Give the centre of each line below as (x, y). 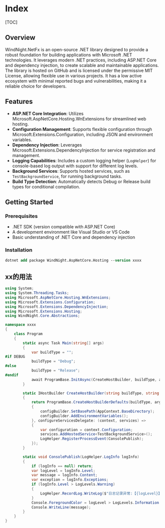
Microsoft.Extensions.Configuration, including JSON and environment (82, 134)
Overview (20, 38)
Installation (19, 250)
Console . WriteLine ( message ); (61, 507)
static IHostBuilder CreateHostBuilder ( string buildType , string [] (93, 393)
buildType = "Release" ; (55, 371)
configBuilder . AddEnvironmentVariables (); (84, 416)
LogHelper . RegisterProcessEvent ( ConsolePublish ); (92, 439)
